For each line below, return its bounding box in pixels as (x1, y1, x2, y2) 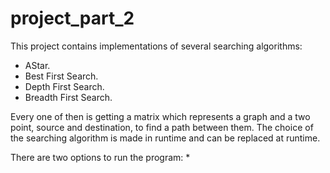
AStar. (24, 59, 51, 71)
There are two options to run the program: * (10, 151, 191, 163)
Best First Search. (24, 70, 99, 82)
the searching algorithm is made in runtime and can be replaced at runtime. (10, 132, 321, 144)
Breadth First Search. (24, 91, 113, 103)
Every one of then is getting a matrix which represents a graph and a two (10, 110, 311, 122)
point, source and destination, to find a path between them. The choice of (10, 121, 314, 133)
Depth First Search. (24, 80, 105, 92)
